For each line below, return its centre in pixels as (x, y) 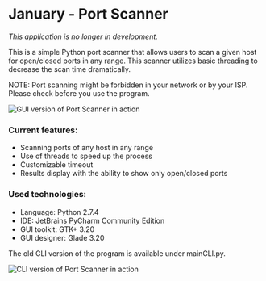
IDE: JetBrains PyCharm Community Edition (92, 220)
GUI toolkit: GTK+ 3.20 (57, 229)
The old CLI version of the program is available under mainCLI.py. (117, 253)
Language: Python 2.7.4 (59, 212)
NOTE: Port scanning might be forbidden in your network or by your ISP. (128, 85)
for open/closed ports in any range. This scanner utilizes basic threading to (133, 61)
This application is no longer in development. (83, 36)
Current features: (43, 130)
